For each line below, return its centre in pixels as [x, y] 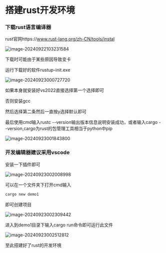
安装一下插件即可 [23, 164]
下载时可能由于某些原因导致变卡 [38, 59]
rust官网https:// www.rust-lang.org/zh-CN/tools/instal [60, 39]
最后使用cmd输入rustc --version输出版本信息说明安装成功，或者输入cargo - [83, 122]
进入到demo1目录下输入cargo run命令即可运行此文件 [59, 225]
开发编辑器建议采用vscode [37, 152]
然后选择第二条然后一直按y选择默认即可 [46, 112]
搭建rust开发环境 [40, 10]
